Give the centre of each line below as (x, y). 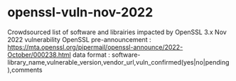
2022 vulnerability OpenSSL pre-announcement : (79, 39)
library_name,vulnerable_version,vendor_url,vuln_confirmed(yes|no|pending (118, 62)
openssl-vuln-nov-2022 (80, 12)
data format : (91, 55)
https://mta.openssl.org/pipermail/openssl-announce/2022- (95, 47)
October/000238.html (39, 55)
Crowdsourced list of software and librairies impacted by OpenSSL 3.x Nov (117, 32)
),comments (25, 70)
